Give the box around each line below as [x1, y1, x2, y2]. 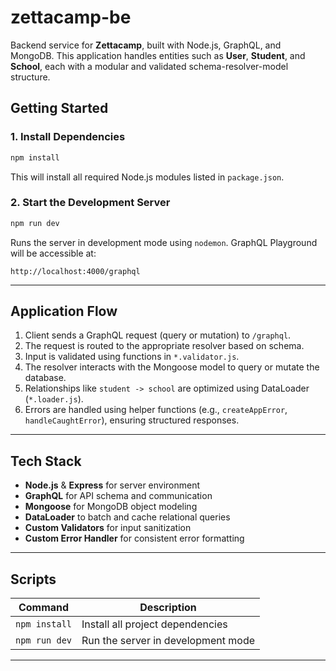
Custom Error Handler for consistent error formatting [24, 532, 245, 545]
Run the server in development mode [81, 634, 256, 648]
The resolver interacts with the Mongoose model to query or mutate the [24, 361, 320, 373]
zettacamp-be [10, 6, 132, 29]
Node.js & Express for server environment [24, 479, 201, 491]
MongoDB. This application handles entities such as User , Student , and [10, 49, 306, 61]
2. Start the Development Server [10, 196, 171, 210]
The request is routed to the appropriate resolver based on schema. [24, 340, 305, 352]
